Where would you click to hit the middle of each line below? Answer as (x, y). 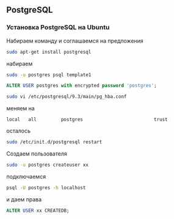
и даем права (24, 199)
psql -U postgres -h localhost (46, 188)
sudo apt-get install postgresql (49, 52)
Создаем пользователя (37, 154)
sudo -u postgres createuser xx (47, 165)
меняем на (20, 109)
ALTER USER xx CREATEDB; (38, 210)
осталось (19, 131)
